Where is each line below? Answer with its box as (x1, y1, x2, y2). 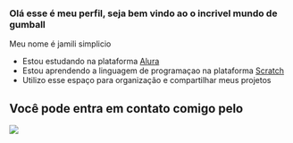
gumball (9, 18, 46, 30)
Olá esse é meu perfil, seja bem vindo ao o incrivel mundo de (9, 7, 278, 20)
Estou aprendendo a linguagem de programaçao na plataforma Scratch (21, 65, 284, 76)
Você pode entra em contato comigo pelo (9, 101, 244, 116)
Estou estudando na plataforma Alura (21, 56, 160, 67)
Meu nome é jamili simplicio (9, 38, 112, 49)
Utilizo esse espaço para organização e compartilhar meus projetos (21, 75, 272, 86)
